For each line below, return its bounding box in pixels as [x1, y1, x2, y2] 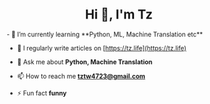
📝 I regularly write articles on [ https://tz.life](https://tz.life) [16, 43, 187, 52]
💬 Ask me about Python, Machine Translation [16, 57, 153, 66]
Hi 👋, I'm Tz [85, 6, 153, 23]
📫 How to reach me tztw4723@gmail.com [16, 71, 146, 80]
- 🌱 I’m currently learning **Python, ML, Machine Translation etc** [6, 30, 204, 38]
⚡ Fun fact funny [16, 88, 67, 97]
